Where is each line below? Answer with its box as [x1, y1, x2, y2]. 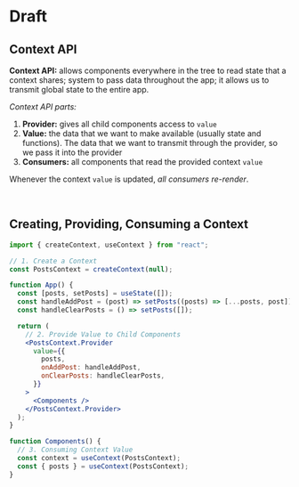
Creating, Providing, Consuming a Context [9, 216, 249, 232]
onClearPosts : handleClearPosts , [41, 371, 166, 380]
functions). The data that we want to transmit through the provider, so [21, 138, 279, 148]
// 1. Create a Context [9, 256, 98, 265]
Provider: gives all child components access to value [21, 118, 217, 129]
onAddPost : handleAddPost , [41, 363, 141, 372]
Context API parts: [9, 101, 77, 112]
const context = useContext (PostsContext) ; [17, 454, 181, 463]
